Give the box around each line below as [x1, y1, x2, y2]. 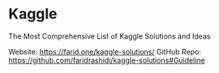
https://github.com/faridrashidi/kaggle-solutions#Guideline [8, 55, 205, 65]
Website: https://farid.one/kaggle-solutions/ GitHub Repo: [8, 47, 201, 56]
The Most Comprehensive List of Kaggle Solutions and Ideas [8, 31, 211, 41]
